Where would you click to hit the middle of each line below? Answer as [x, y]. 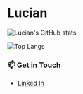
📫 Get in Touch [34, 65]
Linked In [31, 83]
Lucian [27, 13]
